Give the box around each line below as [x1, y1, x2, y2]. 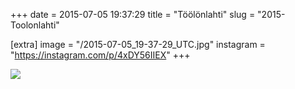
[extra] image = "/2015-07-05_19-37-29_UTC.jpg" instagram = [10, 39, 266, 50]
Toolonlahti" [10, 19, 60, 31]
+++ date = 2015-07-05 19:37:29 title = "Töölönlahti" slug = [10, 9, 256, 20]
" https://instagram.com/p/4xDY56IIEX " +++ [10, 49, 191, 61]
